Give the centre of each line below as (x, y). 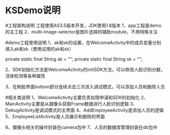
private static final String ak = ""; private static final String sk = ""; (74, 59)
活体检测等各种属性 (25, 76)
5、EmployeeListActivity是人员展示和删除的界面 (55, 116)
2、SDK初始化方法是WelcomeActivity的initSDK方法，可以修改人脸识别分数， (85, 70)
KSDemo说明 (33, 10)
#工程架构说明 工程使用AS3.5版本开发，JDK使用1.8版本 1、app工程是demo (83, 25)
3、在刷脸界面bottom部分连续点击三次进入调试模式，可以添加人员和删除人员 (85, 86)
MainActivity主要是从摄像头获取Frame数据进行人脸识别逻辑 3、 (71, 104)
